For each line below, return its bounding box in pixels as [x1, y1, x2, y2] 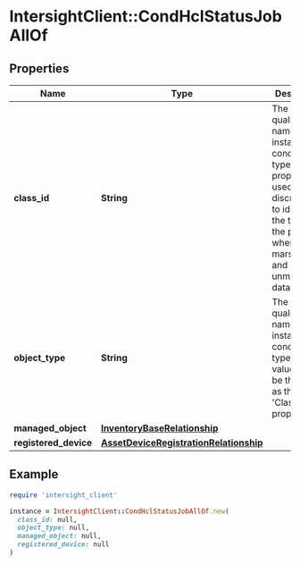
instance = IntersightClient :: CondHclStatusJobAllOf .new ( [9, 507, 229, 516]
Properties [9, 61, 70, 76]
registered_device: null [17, 540, 110, 549]
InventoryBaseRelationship [101, 422, 219, 434]
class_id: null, [17, 515, 78, 524]
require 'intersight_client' [9, 490, 118, 500]
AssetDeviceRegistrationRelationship [101, 436, 263, 449]
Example [9, 467, 59, 482]
